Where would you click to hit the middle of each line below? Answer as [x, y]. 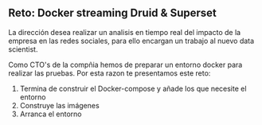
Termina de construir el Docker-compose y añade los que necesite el [133, 88]
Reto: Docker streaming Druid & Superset [112, 13]
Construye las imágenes [59, 105]
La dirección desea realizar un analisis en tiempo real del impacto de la [125, 32]
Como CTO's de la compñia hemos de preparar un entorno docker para [125, 64]
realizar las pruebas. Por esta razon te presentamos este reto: [109, 73]
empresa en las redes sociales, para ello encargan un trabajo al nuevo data [131, 41]
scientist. [23, 49]
